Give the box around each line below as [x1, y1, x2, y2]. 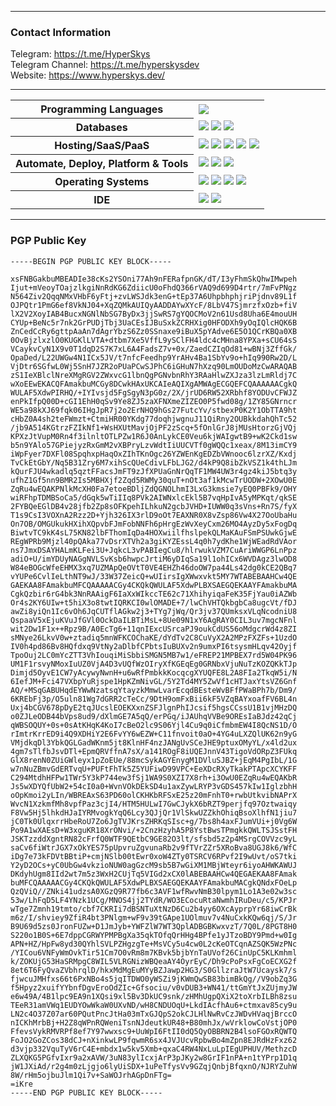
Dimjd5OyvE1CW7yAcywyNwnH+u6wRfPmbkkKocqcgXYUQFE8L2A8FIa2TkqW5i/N [10, 667, 298, 678]
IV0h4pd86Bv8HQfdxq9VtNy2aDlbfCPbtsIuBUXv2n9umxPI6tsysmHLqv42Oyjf [10, 641, 298, 651]
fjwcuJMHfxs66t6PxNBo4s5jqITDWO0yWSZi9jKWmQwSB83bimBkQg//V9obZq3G [10, 974, 298, 984]
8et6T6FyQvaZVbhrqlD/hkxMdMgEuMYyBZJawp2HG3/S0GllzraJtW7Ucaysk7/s [10, 965, 298, 975]
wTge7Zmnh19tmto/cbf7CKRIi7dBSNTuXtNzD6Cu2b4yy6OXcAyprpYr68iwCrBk [10, 904, 298, 914]
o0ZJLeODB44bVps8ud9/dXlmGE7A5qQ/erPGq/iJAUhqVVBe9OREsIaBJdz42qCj [10, 711, 298, 721]
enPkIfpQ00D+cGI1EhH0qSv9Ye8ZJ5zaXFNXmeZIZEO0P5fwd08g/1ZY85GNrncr [10, 396, 298, 406]
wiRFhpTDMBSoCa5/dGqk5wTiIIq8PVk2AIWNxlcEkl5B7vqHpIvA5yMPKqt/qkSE [10, 492, 298, 503]
